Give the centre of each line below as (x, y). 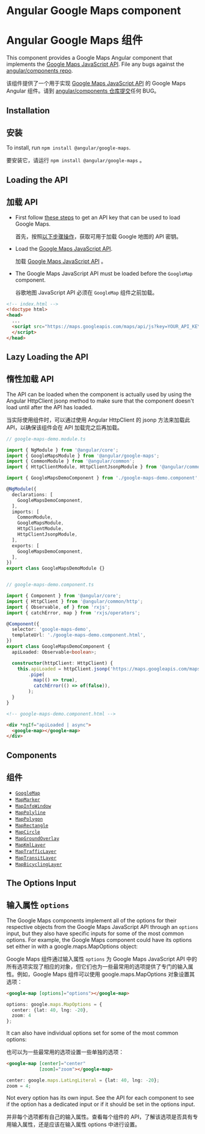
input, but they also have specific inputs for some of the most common (95, 933)
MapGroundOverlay (37, 838)
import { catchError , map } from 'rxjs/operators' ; (73, 613)
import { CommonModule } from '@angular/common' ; (71, 461)
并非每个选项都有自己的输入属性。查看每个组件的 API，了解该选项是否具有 (100, 1116)
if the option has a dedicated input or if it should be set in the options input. (101, 1104)
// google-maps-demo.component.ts (50, 585)
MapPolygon (29, 819)
